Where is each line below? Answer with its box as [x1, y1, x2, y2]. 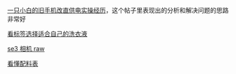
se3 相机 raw [7, 45, 45, 52]
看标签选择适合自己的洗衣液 [7, 30, 88, 38]
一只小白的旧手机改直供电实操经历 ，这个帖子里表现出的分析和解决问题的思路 [7, 6, 229, 14]
